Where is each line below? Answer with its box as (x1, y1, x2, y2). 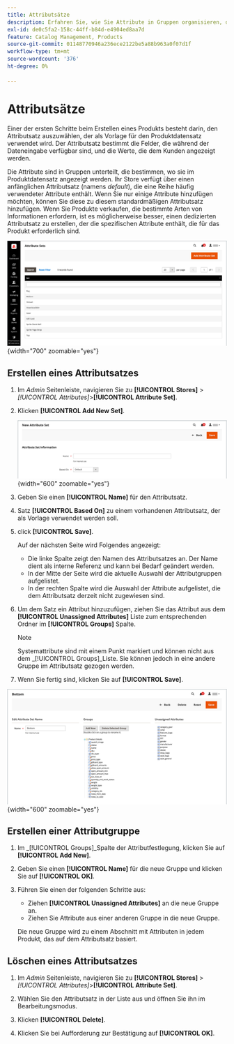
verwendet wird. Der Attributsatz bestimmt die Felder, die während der (7, 139, 210, 147)
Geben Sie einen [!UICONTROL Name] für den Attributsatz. (17, 493, 188, 501)
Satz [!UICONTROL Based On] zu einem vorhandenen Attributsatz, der (17, 506, 221, 514)
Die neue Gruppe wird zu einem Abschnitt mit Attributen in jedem (17, 927, 204, 936)
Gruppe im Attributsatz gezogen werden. (17, 662, 134, 670)
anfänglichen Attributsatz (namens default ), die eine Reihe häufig (7, 182, 194, 191)
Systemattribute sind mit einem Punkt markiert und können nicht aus (17, 646, 214, 655)
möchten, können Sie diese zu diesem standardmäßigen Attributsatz (7, 197, 203, 205)
